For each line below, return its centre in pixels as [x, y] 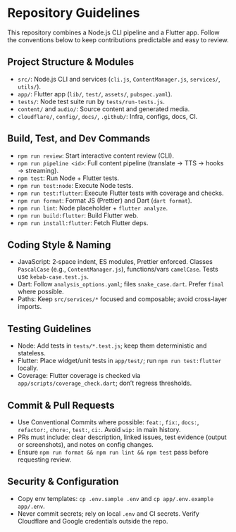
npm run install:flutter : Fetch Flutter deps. [83, 222]
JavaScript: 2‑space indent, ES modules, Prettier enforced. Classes [115, 262]
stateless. [31, 353]
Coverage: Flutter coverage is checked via [79, 376]
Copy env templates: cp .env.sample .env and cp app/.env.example [115, 498]
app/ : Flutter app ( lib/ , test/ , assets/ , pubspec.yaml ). [95, 94]
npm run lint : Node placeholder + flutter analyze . [92, 208]
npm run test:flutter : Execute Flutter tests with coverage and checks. [120, 193]
